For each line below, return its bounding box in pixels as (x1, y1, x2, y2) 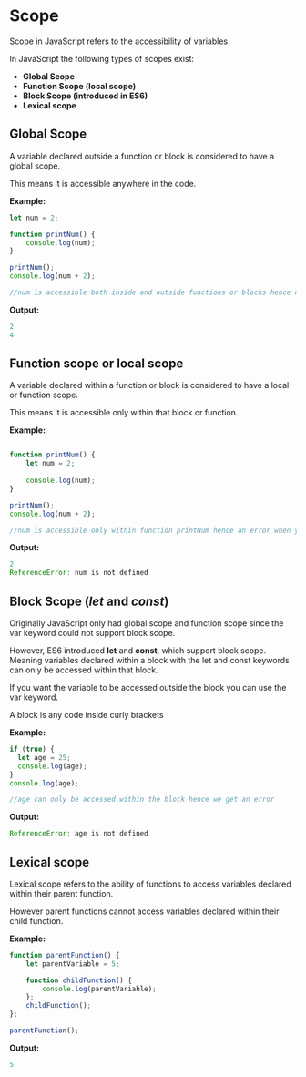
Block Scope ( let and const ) (9, 593, 169, 609)
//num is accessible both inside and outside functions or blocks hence (9, 288, 291, 297)
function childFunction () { (25, 976, 132, 985)
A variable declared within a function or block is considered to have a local (9, 380, 290, 391)
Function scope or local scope (9, 356, 184, 372)
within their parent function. (9, 887, 114, 898)
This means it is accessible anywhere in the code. (9, 178, 197, 189)
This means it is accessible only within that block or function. (9, 407, 239, 418)
